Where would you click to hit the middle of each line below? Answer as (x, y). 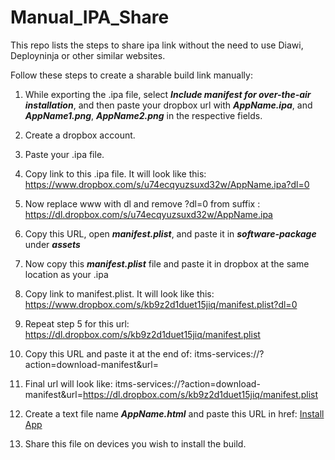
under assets (52, 244)
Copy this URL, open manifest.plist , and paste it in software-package (170, 233)
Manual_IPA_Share (90, 17)
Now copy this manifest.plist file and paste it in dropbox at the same (167, 263)
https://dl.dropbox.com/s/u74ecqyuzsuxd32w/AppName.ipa (148, 214)
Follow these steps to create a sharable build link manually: (131, 75)
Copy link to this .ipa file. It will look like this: (115, 173)
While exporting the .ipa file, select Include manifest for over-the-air (168, 94)
